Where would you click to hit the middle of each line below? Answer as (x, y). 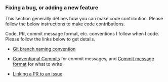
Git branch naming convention (44, 49)
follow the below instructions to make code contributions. (65, 24)
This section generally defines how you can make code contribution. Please (84, 19)
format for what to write (37, 64)
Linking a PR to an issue (37, 74)
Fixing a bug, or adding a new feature (52, 8)
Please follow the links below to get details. (50, 39)
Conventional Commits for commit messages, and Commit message (83, 59)
